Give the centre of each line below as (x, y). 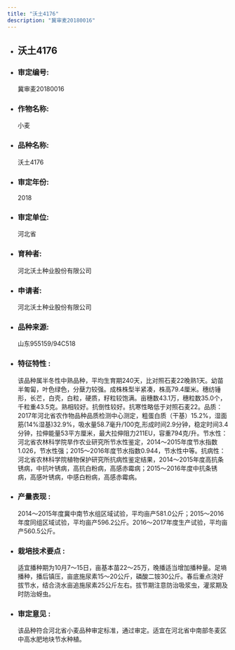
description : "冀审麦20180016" (52, 20)
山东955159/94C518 (46, 344)
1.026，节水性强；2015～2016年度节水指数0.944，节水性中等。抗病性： (121, 450)
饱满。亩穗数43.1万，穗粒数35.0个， (174, 398)
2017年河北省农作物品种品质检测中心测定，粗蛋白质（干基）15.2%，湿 (119, 415)
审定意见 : (34, 614)
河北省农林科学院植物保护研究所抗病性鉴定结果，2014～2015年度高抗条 (121, 459)
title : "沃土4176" (33, 14)
